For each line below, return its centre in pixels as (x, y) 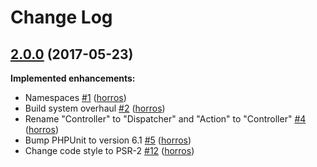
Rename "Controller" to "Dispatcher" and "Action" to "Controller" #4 (165, 119)
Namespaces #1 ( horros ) (75, 97)
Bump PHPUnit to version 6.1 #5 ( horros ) (108, 140)
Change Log (61, 17)
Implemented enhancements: (73, 78)
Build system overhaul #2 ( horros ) (95, 108)
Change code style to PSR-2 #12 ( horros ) (109, 150)
